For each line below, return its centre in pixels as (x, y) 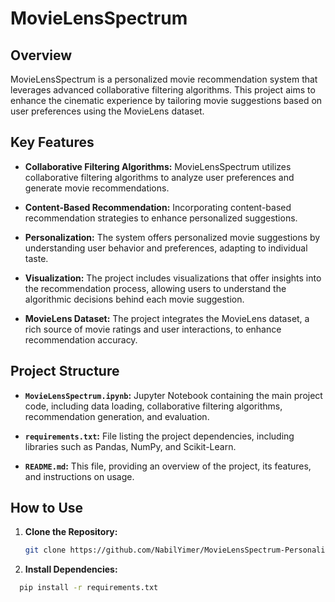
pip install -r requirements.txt (89, 588)
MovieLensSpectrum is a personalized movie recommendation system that (164, 79)
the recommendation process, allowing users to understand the (155, 288)
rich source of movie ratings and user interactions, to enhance (153, 329)
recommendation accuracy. (81, 339)
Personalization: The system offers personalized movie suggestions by (172, 237)
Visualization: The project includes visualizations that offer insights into (173, 278)
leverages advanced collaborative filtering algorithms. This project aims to (163, 90)
